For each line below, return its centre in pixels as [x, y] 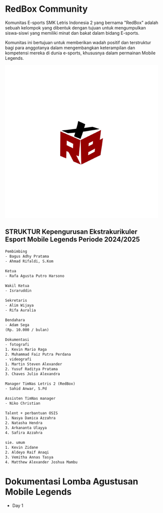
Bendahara [15, 320]
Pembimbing [16, 251]
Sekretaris [16, 300]
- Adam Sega [17, 325]
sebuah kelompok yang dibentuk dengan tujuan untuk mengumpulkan [75, 27]
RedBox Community [47, 9]
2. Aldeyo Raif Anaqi [27, 452]
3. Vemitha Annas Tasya [29, 457]
